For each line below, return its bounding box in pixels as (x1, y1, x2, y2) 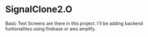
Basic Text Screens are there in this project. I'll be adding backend (5, 20, 143, 26)
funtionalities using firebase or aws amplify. (5, 25, 96, 31)
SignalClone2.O (5, 4, 72, 15)
